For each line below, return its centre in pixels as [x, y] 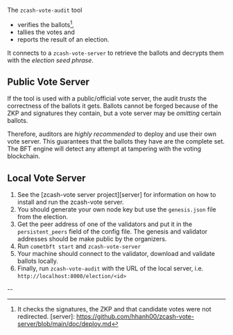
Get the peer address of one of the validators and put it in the [105, 224]
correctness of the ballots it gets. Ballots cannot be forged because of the [113, 106]
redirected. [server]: [46, 317]
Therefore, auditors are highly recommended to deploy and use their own [112, 134]
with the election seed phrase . [50, 60]
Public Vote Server [49, 82]
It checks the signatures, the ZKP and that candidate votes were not [114, 309]
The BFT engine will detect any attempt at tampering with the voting [104, 149]
